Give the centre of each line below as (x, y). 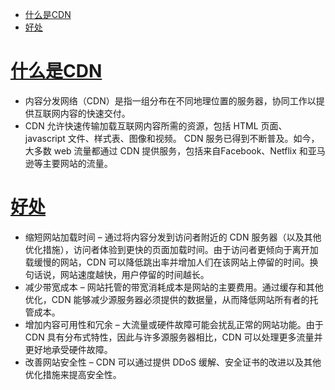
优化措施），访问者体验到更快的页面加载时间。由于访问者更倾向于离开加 (171, 249)
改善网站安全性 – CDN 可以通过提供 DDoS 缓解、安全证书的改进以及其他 (173, 362)
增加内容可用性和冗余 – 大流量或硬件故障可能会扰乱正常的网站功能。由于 (174, 324)
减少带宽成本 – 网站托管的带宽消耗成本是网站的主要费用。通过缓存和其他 (174, 287)
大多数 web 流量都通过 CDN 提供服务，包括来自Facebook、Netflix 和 (166, 150)
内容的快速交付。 (95, 113)
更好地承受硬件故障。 (68, 349)
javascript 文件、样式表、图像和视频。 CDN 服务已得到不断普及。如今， (172, 138)
